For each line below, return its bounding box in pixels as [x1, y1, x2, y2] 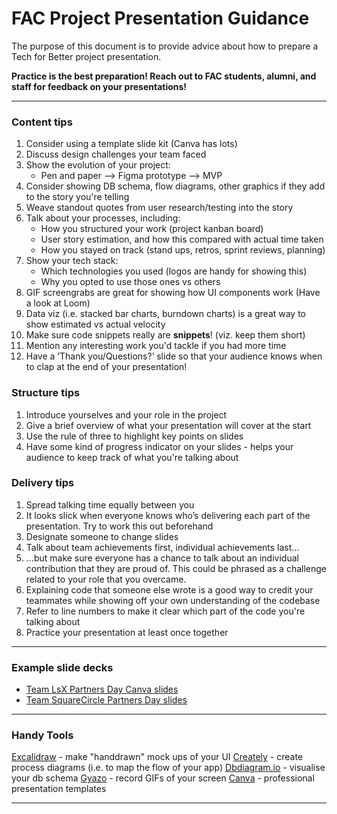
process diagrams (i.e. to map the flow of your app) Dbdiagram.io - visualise [11, 762, 326, 774]
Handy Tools [11, 728, 74, 742]
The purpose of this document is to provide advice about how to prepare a [11, 40, 319, 52]
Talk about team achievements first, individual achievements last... [25, 541, 300, 553]
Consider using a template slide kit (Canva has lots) [25, 138, 238, 150]
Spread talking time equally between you [25, 498, 195, 511]
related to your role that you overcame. [25, 573, 187, 585]
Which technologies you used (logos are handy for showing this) [40, 265, 308, 277]
